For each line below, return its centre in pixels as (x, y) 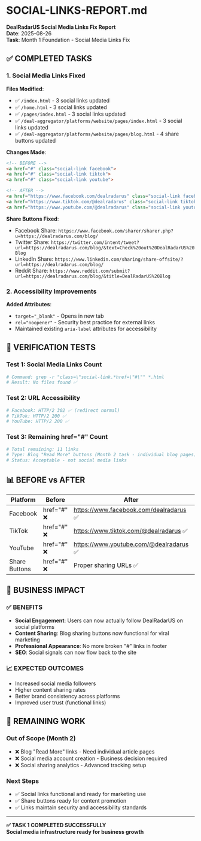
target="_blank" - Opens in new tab (59, 316)
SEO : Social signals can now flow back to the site (75, 652)
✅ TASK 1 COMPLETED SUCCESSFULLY (56, 825)
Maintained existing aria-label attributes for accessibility (86, 328)
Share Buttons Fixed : (33, 219)
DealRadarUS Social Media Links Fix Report (61, 27)
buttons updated (35, 140)
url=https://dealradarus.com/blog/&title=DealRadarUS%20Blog (93, 276)
